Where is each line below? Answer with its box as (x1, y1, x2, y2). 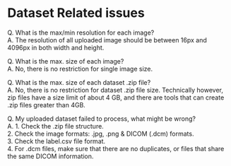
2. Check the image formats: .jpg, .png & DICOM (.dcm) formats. (7, 129, 194, 138)
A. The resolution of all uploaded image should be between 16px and (7, 35, 207, 44)
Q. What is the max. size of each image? (7, 57, 124, 65)
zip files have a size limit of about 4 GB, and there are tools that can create (7, 93, 225, 102)
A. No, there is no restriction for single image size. (7, 64, 153, 73)
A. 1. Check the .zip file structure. (7, 121, 104, 130)
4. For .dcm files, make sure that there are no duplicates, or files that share (7, 144, 225, 153)
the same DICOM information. (7, 152, 94, 160)
